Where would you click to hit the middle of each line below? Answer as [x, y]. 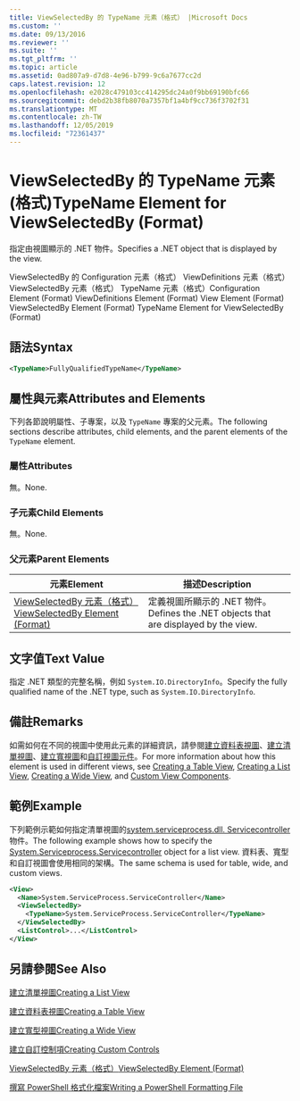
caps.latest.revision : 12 [57, 84]
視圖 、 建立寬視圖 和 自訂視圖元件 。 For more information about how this [146, 756]
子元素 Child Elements [57, 513]
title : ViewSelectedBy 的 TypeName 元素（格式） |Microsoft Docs [129, 17]
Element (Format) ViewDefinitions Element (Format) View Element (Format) [147, 298]
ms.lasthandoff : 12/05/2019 [62, 126]
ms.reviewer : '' [39, 42]
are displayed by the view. [203, 624]
